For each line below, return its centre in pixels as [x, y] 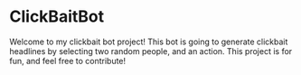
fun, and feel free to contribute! [68, 61]
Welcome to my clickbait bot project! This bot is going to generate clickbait [149, 42]
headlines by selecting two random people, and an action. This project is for [151, 51]
